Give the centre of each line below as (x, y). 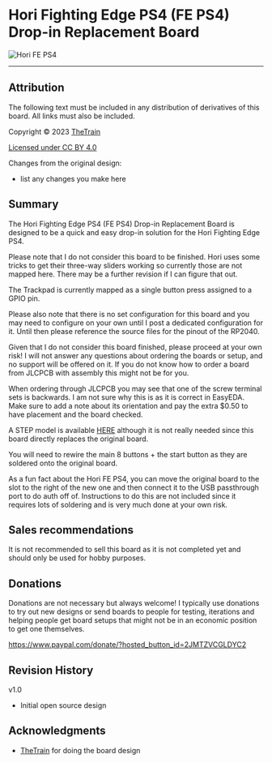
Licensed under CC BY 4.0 (53, 147)
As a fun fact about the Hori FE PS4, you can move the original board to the (134, 478)
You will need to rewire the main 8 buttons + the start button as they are (128, 454)
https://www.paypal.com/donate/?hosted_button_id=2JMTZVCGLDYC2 (127, 645)
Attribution (36, 88)
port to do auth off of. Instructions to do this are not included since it (122, 495)
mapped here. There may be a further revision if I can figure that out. (123, 274)
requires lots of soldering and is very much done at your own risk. (118, 504)
